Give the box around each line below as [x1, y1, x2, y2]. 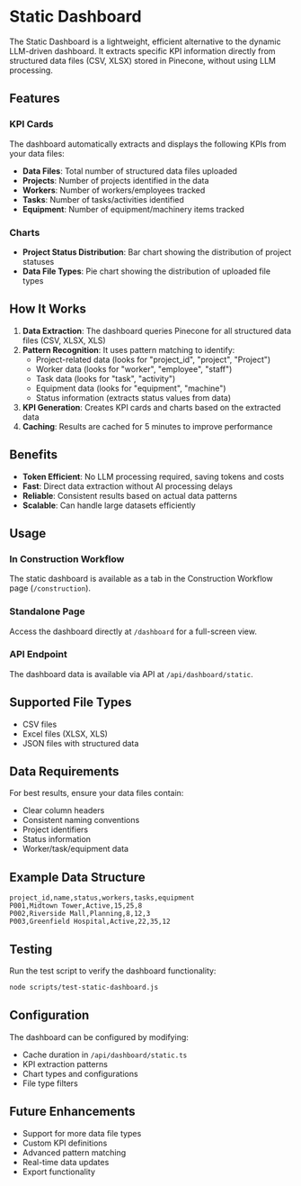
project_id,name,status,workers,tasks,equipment [9, 893, 195, 902]
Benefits [9, 448, 58, 463]
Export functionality [22, 1166, 96, 1177]
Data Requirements [9, 764, 120, 780]
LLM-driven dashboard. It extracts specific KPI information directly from [9, 45, 276, 56]
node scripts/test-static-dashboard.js [9, 983, 159, 992]
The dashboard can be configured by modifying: [9, 1031, 189, 1042]
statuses [22, 256, 55, 267]
